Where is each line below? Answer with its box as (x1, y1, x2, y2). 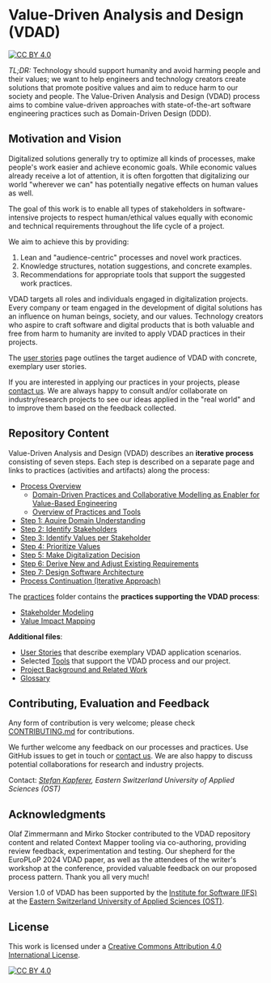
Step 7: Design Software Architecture (19, 567, 144, 577)
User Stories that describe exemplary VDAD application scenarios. (19, 647, 242, 657)
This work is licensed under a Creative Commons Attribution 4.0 (8, 942, 222, 951)
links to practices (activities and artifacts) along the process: (8, 465, 210, 475)
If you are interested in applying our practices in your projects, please (8, 377, 240, 387)
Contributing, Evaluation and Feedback (8, 696, 210, 710)
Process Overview (19, 481, 82, 491)
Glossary (19, 673, 51, 683)
